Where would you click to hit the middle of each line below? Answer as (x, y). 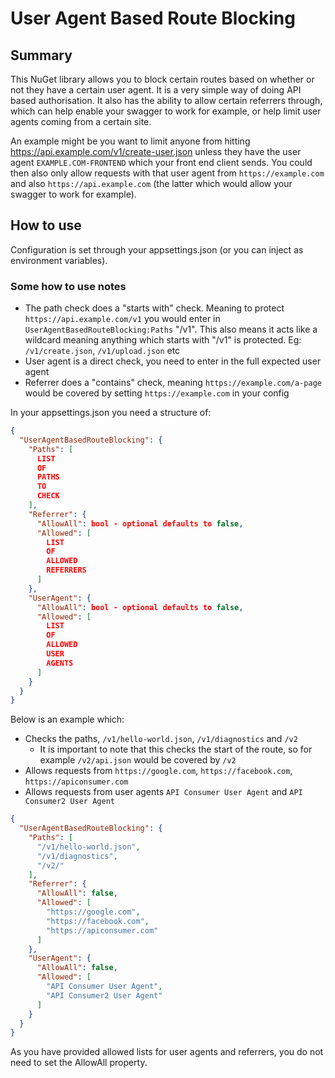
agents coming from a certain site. (81, 121)
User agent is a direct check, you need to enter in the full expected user (173, 361)
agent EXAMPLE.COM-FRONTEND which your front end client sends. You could (161, 162)
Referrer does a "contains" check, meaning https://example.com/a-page (173, 383)
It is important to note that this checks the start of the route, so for (176, 749)
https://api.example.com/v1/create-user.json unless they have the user (156, 151)
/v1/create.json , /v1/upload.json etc (102, 351)
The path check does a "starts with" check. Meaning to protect (154, 308)
